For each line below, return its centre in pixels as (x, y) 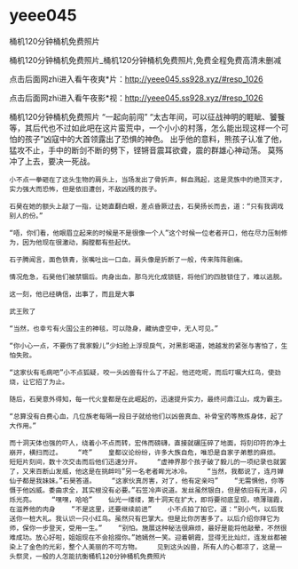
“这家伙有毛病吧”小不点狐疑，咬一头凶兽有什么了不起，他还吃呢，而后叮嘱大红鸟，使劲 (145, 373)
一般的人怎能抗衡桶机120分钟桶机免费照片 (101, 557)
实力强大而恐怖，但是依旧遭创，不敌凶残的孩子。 (85, 189)
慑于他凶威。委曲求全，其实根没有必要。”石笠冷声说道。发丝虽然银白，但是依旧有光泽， (145, 490)
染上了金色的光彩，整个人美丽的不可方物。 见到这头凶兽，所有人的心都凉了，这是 (143, 547)
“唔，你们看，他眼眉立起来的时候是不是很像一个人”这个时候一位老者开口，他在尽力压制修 (149, 233)
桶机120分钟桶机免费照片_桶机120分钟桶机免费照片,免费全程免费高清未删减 (145, 60)
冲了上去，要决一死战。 (52, 161)
